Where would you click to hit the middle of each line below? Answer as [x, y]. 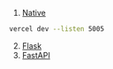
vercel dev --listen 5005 [56, 29]
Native [34, 13]
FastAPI [36, 55]
